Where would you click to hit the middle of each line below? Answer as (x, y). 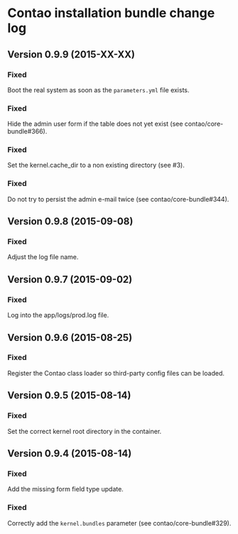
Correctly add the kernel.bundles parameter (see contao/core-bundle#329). (119, 523)
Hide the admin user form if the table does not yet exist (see (95, 124)
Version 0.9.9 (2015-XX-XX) (71, 54)
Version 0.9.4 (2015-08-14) (70, 453)
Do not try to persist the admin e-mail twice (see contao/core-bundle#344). (118, 199)
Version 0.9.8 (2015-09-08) (70, 222)
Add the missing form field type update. (66, 489)
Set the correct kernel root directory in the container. (85, 431)
